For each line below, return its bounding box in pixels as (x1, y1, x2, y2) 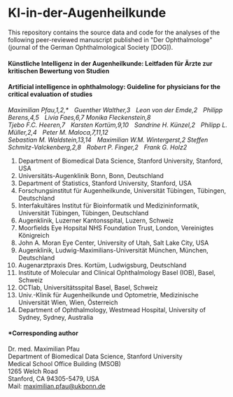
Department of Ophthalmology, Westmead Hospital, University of (17, 305, 206, 314)
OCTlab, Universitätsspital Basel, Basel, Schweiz (17, 283, 158, 292)
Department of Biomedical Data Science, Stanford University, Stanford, (17, 156, 223, 165)
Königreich (17, 231, 50, 239)
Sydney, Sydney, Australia (17, 313, 94, 321)
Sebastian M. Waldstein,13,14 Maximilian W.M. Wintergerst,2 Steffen (8, 135, 209, 144)
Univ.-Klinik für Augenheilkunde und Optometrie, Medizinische (17, 290, 199, 299)
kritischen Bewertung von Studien (8, 67, 110, 75)
